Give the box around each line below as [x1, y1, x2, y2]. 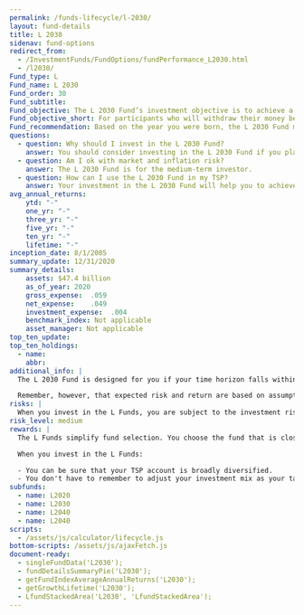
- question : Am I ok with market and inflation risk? [17, 156, 224, 166]
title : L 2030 [9, 30, 63, 39]
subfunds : [9, 483, 47, 492]
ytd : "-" [25, 198, 59, 208]
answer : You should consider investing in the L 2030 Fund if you [25, 147, 281, 156]
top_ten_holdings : [9, 341, 79, 350]
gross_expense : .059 [25, 290, 107, 299]
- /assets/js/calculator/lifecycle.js [17, 533, 165, 543]
